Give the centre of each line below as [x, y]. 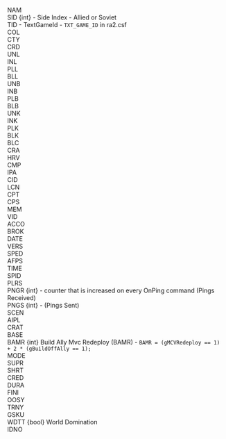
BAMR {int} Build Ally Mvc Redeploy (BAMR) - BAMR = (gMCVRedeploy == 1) [114, 342]
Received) [21, 298]
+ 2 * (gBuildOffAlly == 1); [49, 349]
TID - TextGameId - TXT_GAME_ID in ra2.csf [67, 25]
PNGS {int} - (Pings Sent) [43, 305]
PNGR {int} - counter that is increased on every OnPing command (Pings [111, 290]
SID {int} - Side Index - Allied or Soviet [62, 17]
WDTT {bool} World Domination [52, 422]
